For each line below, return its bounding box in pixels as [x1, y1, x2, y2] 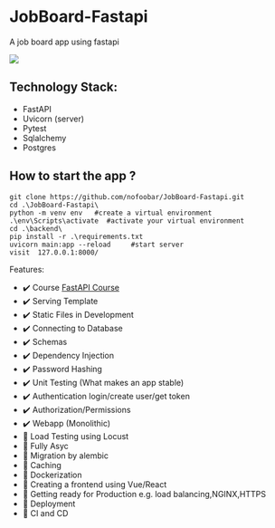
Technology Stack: [9, 80, 119, 95]
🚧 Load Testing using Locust [22, 430, 129, 441]
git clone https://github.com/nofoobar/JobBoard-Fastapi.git [9, 192, 245, 201]
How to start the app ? [9, 168, 137, 184]
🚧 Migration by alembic [22, 450, 109, 461]
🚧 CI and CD [22, 507, 69, 518]
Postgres [22, 142, 57, 153]
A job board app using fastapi [9, 36, 119, 47]
